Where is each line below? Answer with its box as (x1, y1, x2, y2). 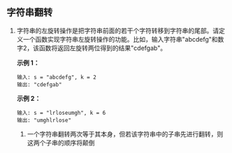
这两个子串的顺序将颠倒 (27, 138, 95, 147)
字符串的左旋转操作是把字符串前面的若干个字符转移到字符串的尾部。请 (16, 26, 219, 35)
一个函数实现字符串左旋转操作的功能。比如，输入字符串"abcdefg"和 (22, 35, 218, 43)
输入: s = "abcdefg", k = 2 (16, 74, 97, 81)
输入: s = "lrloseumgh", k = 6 (16, 109, 106, 116)
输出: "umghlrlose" (16, 117, 71, 124)
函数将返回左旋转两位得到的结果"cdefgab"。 (38, 44, 167, 52)
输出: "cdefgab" (16, 81, 62, 88)
